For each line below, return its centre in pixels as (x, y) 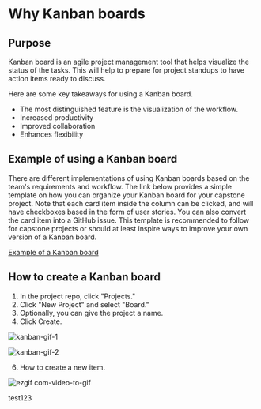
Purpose (30, 43)
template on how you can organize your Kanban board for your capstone (127, 195)
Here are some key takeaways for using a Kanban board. (101, 94)
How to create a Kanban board (84, 277)
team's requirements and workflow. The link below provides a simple (120, 186)
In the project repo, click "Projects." (78, 296)
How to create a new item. (62, 367)
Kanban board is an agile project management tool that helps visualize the (129, 62)
